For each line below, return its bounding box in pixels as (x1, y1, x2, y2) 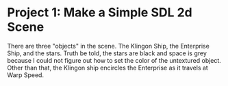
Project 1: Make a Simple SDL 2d (7, 5, 193, 20)
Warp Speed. (7, 70, 45, 79)
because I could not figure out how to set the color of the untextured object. (7, 56, 221, 64)
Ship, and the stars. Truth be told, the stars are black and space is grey (7, 49, 207, 57)
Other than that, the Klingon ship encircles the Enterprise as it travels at (7, 63, 209, 72)
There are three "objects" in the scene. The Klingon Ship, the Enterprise (7, 42, 210, 50)
